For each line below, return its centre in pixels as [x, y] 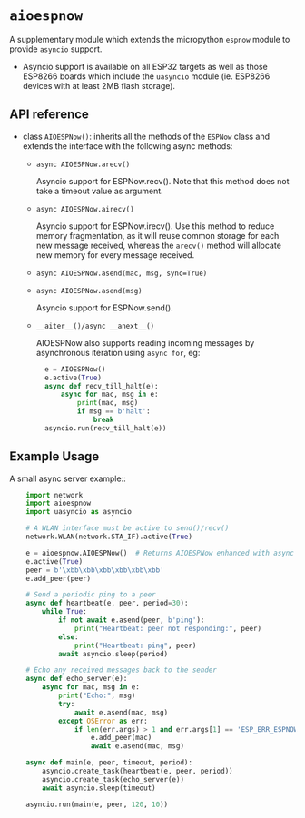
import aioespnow [59, 503]
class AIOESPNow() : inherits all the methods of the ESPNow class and [146, 136]
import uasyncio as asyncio [79, 512]
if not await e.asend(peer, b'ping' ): [131, 620]
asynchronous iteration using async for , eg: [118, 352]
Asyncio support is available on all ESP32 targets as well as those [145, 66]
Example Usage [54, 457]
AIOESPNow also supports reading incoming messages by [145, 342]
